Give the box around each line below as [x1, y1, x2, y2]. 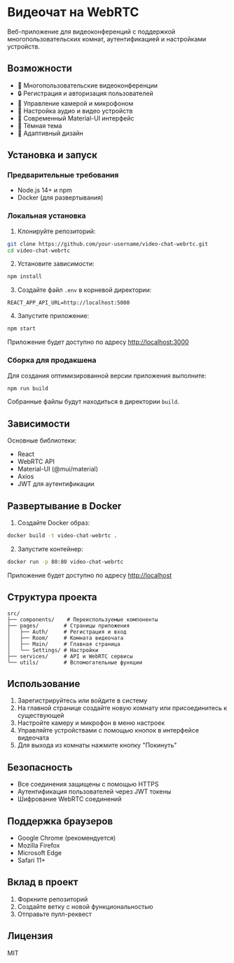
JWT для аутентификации [17, 480, 95, 488]
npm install [7, 273, 42, 280]
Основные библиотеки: [7, 436, 77, 445]
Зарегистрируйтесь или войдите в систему [17, 696, 148, 705]
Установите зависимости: [17, 260, 95, 268]
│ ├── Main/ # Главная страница [7, 640, 121, 648]
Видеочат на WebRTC [7, 4, 139, 20]
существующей [17, 712, 64, 720]
